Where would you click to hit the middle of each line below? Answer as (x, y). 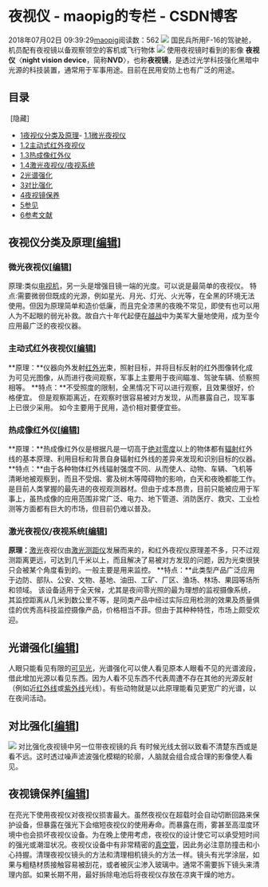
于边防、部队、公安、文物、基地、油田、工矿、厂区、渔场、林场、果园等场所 (134, 580)
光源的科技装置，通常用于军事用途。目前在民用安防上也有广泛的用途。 (124, 69)
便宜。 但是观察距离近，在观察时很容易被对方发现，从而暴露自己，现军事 (135, 397)
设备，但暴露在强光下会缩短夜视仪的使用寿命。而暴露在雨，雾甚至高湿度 (134, 824)
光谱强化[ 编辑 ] (44, 647)
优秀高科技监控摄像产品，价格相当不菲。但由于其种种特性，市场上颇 (134, 610)
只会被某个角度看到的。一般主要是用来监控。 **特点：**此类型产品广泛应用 (132, 570)
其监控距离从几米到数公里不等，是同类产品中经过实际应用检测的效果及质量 (130, 600)
